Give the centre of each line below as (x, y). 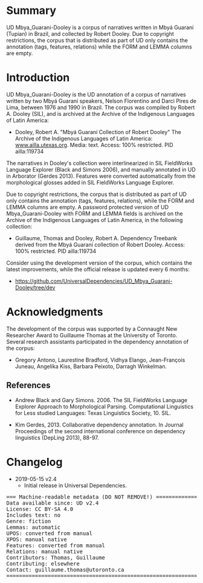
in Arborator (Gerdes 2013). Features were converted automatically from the (101, 176)
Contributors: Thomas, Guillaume (56, 558)
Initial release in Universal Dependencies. (75, 485)
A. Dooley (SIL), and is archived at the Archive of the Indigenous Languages (101, 113)
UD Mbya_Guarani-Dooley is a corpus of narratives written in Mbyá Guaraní (100, 27)
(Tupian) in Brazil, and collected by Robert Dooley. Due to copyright (90, 33)
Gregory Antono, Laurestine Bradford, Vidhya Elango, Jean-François (100, 360)
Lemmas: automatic (34, 527)
